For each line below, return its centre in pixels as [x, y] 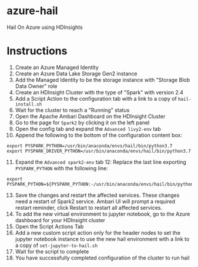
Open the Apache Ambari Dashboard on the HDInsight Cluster [90, 116]
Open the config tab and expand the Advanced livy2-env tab [88, 128]
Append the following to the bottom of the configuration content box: [99, 135]
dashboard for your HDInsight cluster [60, 220]
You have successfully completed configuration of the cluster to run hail [102, 258]
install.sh [28, 104]
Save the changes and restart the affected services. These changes [97, 195]
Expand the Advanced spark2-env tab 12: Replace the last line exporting [101, 162]
